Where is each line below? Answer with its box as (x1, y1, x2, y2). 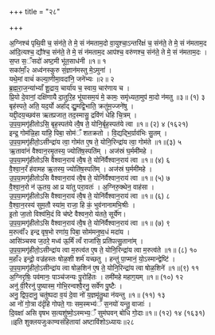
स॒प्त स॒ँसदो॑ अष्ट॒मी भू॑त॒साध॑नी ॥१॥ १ (9, 56, 107, 66)
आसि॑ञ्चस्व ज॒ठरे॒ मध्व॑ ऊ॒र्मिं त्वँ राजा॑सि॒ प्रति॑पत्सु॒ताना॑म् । (9, 236, 144, 245)
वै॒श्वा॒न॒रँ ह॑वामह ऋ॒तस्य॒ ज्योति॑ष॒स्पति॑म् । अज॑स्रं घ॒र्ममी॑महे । (9, 164, 153, 173)
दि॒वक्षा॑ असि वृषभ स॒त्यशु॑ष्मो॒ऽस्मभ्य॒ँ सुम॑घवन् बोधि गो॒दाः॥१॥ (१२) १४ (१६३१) (9, 308, 205, 317)
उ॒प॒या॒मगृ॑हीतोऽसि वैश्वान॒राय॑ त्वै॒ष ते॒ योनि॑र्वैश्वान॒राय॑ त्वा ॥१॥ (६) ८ (9, 191, 170, 201)
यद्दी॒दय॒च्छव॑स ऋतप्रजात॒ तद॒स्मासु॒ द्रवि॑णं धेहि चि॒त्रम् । (9, 110, 138, 119)
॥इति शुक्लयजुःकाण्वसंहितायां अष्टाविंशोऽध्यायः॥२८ (9, 317, 135, 326)
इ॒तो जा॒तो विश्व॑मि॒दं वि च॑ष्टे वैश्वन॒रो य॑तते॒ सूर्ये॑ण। (9, 209, 127, 218)
